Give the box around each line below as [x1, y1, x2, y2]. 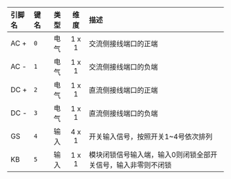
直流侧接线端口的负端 [89, 109, 158, 118]
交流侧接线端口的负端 [89, 62, 158, 72]
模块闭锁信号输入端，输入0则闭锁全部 [89, 150, 211, 159]
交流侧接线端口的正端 [89, 39, 158, 48]
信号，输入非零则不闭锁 [96, 160, 172, 169]
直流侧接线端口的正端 [89, 85, 158, 95]
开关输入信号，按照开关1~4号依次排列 [89, 132, 213, 141]
